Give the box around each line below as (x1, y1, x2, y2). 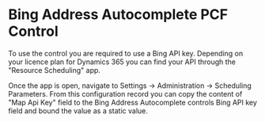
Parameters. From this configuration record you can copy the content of (8, 89, 243, 98)
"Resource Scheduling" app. (8, 65, 101, 74)
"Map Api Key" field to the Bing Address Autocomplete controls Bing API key (8, 97, 257, 107)
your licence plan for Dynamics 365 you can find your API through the (8, 57, 236, 67)
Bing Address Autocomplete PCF (8, 6, 229, 24)
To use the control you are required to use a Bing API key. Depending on (8, 48, 244, 58)
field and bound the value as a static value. (8, 105, 149, 116)
